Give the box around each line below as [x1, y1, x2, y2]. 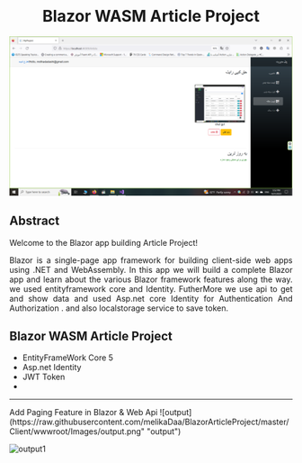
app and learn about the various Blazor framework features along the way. [9, 274, 293, 285]
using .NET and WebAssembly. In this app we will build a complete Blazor [9, 264, 293, 275]
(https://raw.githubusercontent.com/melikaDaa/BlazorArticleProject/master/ [9, 416, 289, 428]
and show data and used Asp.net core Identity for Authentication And [9, 293, 293, 304]
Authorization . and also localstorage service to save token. [9, 303, 229, 313]
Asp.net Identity [22, 362, 82, 373]
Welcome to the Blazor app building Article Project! [9, 237, 199, 248]
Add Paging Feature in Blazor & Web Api [9, 407, 158, 418]
